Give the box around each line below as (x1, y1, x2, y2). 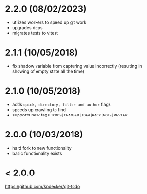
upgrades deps (12, 24, 43, 30)
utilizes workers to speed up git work (12, 19, 87, 25)
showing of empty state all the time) (12, 68, 84, 74)
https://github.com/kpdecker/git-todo (5, 183, 80, 189)
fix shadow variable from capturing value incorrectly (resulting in (12, 63, 142, 69)
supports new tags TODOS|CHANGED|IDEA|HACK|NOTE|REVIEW (12, 112, 128, 117)
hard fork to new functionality (12, 145, 72, 151)
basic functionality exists (12, 150, 62, 156)
